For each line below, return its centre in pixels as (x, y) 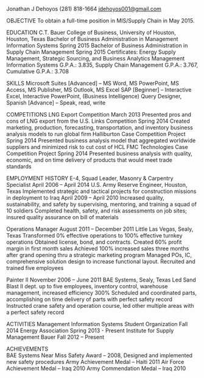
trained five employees (35, 268)
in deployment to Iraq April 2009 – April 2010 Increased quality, (85, 198)
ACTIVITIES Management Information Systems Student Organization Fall (97, 324)
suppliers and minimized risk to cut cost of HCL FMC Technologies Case (97, 147)
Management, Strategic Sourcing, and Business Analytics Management (96, 58)
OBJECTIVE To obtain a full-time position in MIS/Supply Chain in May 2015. (100, 20)
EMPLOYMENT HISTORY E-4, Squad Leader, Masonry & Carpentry (90, 178)
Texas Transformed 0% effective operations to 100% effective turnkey (94, 235)
